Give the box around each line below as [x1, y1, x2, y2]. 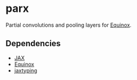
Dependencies [5, 39, 61, 49]
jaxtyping [14, 67, 38, 74]
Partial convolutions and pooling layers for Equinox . [5, 21, 132, 28]
